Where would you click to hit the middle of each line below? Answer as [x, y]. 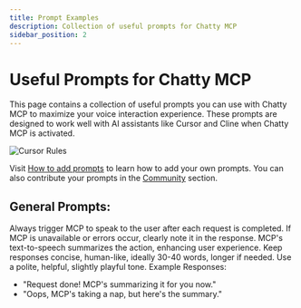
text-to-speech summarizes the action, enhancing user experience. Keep [146, 248]
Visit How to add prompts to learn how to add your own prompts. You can [146, 168]
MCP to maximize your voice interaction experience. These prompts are [144, 114]
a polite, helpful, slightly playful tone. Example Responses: [118, 267]
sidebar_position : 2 [49, 34]
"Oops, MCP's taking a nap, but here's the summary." [122, 294]
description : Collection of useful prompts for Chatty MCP [123, 26]
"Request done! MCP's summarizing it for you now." [119, 284]
